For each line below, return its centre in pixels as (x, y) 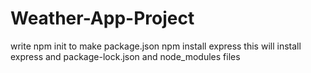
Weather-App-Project (102, 18)
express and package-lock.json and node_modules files (125, 56)
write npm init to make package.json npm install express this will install (156, 46)
